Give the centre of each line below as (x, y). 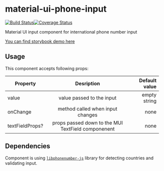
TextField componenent (87, 129)
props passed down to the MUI (87, 123)
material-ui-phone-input (56, 9)
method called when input (88, 109)
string (150, 101)
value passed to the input (87, 97)
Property (25, 83)
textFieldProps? (25, 126)
